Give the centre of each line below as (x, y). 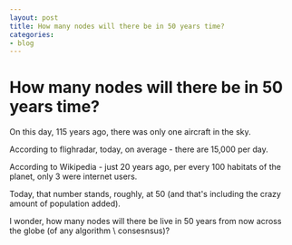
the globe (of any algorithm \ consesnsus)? (90, 231)
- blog (22, 43)
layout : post (34, 18)
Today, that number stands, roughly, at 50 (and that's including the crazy (145, 194)
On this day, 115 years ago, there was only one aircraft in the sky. (130, 132)
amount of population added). (65, 203)
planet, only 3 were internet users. (73, 176)
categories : (32, 34)
